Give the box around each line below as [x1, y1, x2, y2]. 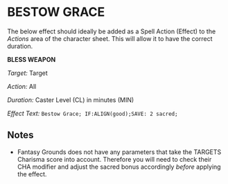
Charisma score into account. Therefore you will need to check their [17, 155, 212, 163]
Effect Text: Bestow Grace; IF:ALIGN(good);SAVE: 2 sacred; [7, 109, 178, 117]
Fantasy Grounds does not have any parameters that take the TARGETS [17, 147, 222, 156]
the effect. [17, 169, 47, 178]
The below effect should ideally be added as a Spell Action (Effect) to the [7, 27, 216, 35]
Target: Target [7, 69, 49, 77]
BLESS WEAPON [7, 55, 56, 63]
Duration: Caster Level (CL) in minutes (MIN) [7, 95, 134, 104]
